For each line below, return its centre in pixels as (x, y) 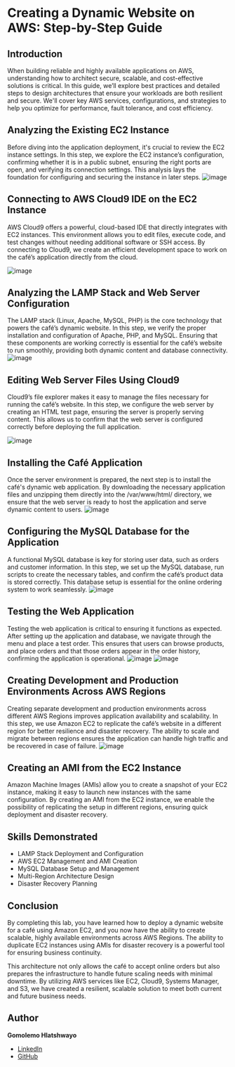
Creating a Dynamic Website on (101, 13)
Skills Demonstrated (53, 837)
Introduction (35, 54)
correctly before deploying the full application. (74, 427)
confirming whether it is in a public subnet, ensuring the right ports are (109, 162)
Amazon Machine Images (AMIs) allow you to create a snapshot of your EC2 (117, 785)
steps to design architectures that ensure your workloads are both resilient (115, 93)
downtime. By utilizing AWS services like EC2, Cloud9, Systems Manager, (113, 981)
